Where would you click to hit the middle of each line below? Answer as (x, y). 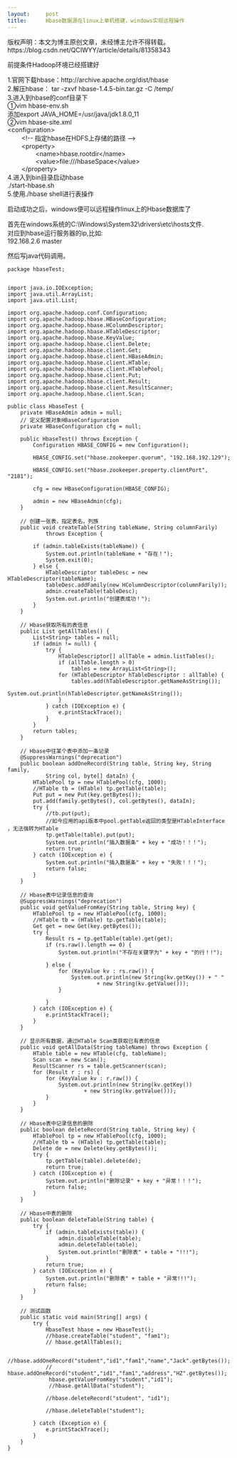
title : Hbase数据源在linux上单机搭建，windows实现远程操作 (96, 21)
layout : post (33, 14)
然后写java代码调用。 (38, 255)
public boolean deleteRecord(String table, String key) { (108, 1129)
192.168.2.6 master (35, 241)
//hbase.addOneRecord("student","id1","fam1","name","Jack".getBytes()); (119, 1361)
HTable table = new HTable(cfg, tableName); (100, 1053)
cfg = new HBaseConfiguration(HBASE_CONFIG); (102, 489)
